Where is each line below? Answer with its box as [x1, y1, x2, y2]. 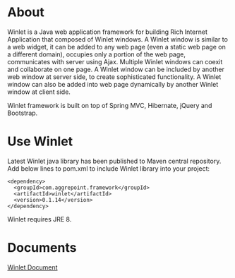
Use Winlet [7, 133, 73, 150]
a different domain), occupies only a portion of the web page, [7, 50, 186, 59]
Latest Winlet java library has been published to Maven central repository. [7, 157, 222, 165]
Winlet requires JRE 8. [7, 214, 72, 223]
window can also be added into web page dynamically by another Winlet [7, 80, 219, 88]
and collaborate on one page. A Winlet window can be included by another [7, 65, 224, 73]
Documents [7, 240, 77, 256]
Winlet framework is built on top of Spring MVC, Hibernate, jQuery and [7, 101, 212, 109]
